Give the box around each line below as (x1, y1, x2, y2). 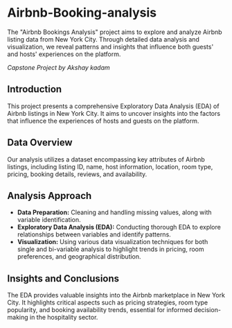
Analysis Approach (7, 189, 92, 202)
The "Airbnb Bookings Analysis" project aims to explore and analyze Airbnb (7, 28, 223, 36)
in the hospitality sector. (29, 313, 98, 322)
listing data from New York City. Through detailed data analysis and (7, 35, 199, 43)
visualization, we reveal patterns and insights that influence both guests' (7, 42, 214, 51)
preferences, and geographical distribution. (17, 252, 141, 261)
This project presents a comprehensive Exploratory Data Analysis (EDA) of (7, 102, 220, 110)
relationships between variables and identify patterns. (17, 230, 171, 239)
